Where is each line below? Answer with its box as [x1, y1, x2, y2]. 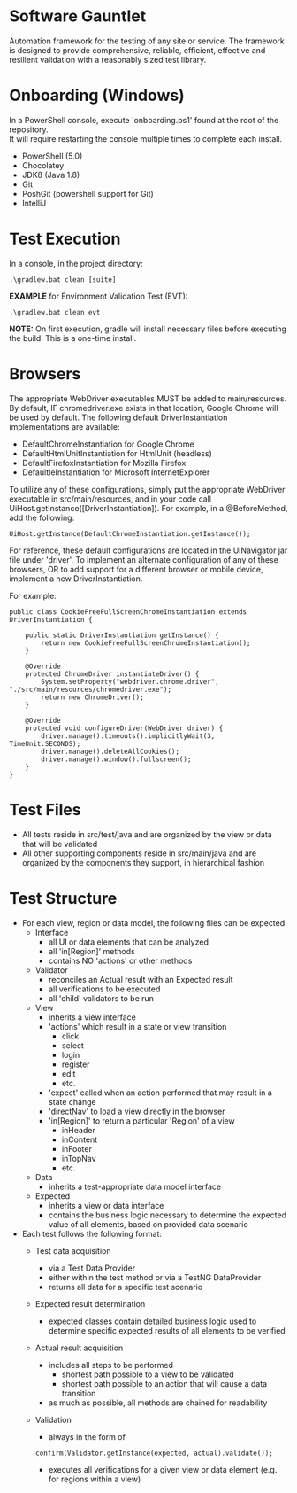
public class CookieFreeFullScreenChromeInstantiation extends [9, 607, 247, 617]
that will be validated [21, 838, 98, 849]
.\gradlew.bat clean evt [9, 307, 101, 316]
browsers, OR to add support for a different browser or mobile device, [9, 564, 263, 574]
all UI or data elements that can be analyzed [48, 937, 209, 947]
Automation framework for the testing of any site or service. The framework [9, 35, 286, 46]
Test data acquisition [34, 1245, 112, 1256]
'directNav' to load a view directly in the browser [48, 1106, 225, 1116]
